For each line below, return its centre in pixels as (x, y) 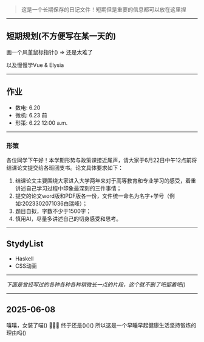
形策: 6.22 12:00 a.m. (41, 123)
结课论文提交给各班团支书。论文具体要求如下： (65, 167)
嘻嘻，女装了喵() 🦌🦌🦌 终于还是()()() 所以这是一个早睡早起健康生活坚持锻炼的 (101, 325)
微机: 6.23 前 (31, 115)
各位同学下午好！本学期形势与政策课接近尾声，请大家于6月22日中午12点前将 (102, 160)
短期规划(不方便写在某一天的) (61, 36)
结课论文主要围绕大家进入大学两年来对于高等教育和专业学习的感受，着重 (105, 180)
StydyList (25, 244)
